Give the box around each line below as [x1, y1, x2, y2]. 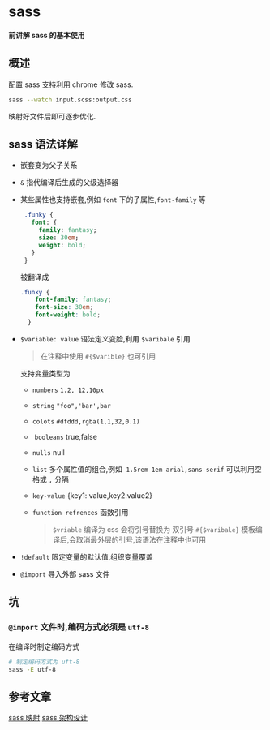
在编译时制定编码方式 [8, 642, 79, 651]
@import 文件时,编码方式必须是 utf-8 [8, 621, 150, 633]
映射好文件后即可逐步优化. [8, 111, 96, 121]
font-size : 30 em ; [35, 303, 94, 311]
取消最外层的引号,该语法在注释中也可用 [75, 535, 207, 544]
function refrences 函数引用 [32, 507, 129, 517]
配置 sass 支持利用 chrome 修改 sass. [8, 79, 134, 89]
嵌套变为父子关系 [19, 161, 78, 170]
